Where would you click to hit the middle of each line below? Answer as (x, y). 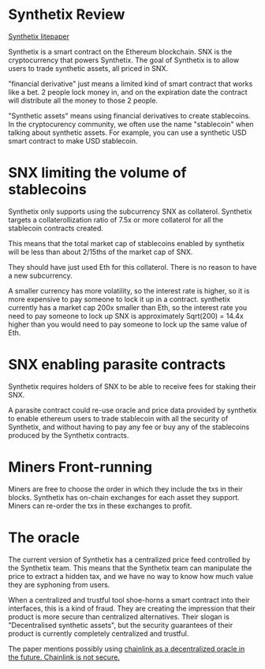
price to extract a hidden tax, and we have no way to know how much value (131, 576)
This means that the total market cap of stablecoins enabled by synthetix (127, 243)
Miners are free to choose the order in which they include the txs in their (125, 489)
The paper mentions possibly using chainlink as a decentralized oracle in (127, 648)
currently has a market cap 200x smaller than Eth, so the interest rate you (128, 307)
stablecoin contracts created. (56, 228)
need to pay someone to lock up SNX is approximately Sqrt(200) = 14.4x (126, 316)
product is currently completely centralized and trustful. (99, 633)
